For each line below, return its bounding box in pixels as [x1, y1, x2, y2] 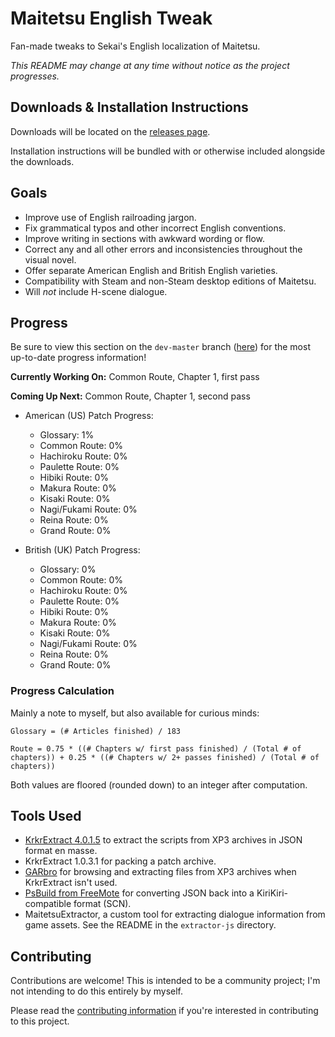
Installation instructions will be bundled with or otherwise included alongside [10, 145, 326, 157]
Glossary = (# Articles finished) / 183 [10, 726, 182, 736]
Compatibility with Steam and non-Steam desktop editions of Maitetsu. [24, 275, 317, 287]
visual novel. [24, 253, 77, 266]
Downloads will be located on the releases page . [10, 125, 211, 137]
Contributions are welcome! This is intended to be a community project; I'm [10, 975, 321, 987]
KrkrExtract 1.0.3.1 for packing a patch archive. [24, 855, 217, 867]
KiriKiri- [256, 887, 288, 899]
